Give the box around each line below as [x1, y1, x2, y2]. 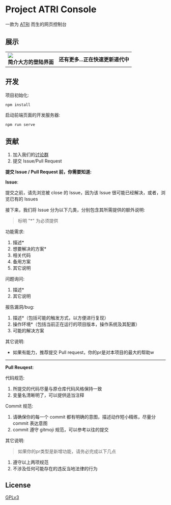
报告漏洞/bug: [5, 304, 35, 310]
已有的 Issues [9, 196, 38, 202]
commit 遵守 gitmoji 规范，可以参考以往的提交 [12, 427, 109, 433]
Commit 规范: [5, 403, 34, 409]
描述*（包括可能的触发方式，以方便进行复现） [12, 315, 109, 321]
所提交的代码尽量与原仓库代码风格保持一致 [12, 386, 102, 392]
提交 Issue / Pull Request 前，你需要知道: [5, 169, 92, 175]
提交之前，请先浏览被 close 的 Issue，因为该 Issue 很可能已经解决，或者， [5, 190, 161, 196]
